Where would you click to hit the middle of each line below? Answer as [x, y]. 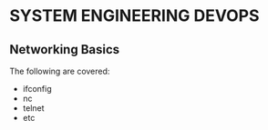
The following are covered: [60, 71]
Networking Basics [65, 50]
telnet [33, 108]
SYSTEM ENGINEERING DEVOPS [134, 16]
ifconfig [37, 89]
